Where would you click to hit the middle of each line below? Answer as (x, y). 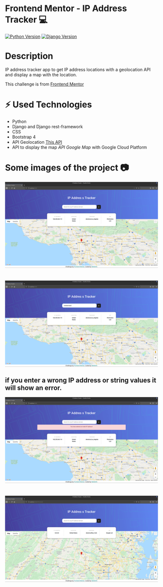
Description (29, 56)
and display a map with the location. (41, 75)
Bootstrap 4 (24, 137)
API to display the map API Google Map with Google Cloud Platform (79, 147)
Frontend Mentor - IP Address (66, 8)
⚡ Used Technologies (49, 105)
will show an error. (33, 388)
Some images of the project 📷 (67, 168)
